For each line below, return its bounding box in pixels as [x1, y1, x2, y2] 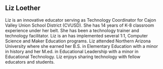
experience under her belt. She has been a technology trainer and [5, 27, 139, 34]
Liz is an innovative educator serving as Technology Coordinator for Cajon [5, 17, 157, 23]
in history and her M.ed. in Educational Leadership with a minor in [5, 48, 139, 54]
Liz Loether [5, 4, 41, 12]
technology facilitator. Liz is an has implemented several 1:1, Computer [5, 33, 148, 38]
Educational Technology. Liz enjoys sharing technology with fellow [5, 54, 141, 60]
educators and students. [5, 59, 55, 65]
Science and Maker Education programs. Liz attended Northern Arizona [5, 38, 151, 44]
